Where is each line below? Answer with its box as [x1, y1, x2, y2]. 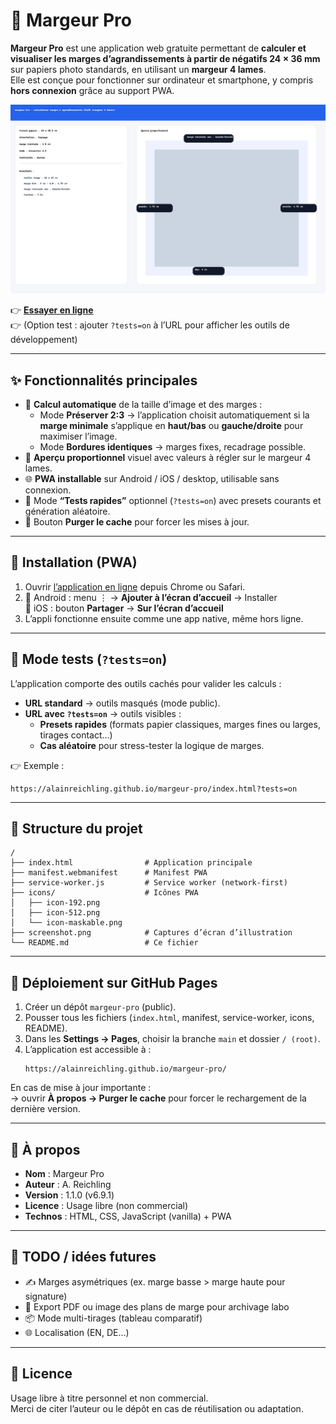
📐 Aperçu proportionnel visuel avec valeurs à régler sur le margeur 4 [24, 451, 312, 463]
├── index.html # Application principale [10, 858, 253, 868]
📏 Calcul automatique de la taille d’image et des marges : [24, 398, 263, 410]
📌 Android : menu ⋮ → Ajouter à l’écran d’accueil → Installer [24, 591, 278, 603]
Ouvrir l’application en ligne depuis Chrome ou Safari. [24, 580, 246, 593]
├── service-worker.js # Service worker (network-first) [10, 878, 288, 888]
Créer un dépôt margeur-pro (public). [24, 1001, 177, 1013]
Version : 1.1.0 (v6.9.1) [24, 1189, 115, 1201]
